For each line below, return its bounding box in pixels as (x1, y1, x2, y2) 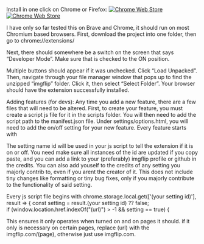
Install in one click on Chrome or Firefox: (6, 6, 108, 13)
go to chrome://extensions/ (6, 37, 75, 44)
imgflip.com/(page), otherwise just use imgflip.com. (6, 231, 136, 237)
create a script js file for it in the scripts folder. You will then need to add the (6, 111, 197, 118)
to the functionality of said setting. (6, 181, 93, 188)
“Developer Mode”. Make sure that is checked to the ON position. (6, 55, 170, 62)
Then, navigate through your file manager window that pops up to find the (6, 74, 192, 80)
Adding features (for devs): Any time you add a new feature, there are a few (6, 98, 197, 105)
